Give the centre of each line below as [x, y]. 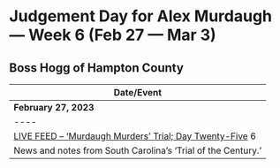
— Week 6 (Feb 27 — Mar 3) [113, 35]
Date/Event [137, 92]
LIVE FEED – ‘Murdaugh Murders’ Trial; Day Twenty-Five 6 [135, 136]
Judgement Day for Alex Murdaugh [140, 16]
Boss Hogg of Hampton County [96, 68]
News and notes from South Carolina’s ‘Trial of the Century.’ [138, 150]
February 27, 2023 [54, 107]
